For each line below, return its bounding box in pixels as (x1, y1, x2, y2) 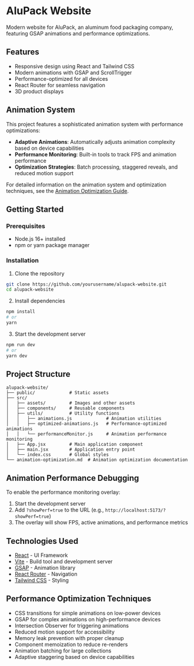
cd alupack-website (6, 287, 54, 293)
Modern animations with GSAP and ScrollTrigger (14, 69, 132, 76)
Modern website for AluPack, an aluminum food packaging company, (6, 24, 173, 31)
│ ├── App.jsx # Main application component (6, 441, 143, 448)
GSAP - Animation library (14, 564, 76, 571)
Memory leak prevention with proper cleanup (14, 634, 125, 641)
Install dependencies (14, 297, 66, 304)
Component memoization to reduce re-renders (14, 641, 128, 648)
